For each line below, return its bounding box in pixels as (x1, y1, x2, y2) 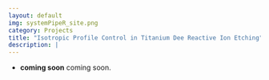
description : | (8, 41, 59, 49)
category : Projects (8, 26, 74, 34)
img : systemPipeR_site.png (8, 19, 98, 27)
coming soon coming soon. (19, 63, 112, 72)
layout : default (8, 11, 62, 20)
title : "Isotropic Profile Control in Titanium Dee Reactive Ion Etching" (8, 33, 263, 42)
